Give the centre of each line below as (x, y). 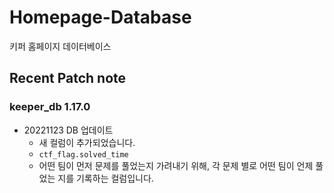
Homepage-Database (100, 17)
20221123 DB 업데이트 (68, 130)
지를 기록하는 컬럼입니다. (105, 178)
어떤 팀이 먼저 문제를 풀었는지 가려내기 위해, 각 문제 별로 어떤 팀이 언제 (176, 165)
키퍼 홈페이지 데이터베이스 (60, 46)
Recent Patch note (68, 78)
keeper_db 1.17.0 (50, 107)
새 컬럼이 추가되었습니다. (87, 142)
